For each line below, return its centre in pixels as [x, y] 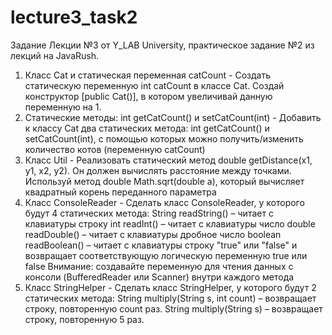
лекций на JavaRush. [54, 55]
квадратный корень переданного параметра [120, 192]
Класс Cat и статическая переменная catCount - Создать [147, 75]
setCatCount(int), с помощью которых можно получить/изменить [164, 138]
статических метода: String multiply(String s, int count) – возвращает [170, 298]
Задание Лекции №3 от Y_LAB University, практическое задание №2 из [162, 45]
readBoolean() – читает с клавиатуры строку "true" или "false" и [161, 245]
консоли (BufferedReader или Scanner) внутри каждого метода [159, 277]
